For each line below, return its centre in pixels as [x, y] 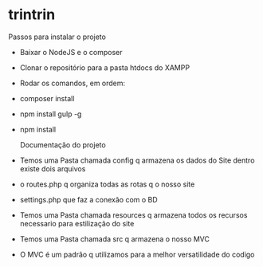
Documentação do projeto [63, 144]
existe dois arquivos [53, 168]
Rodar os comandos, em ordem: [73, 83]
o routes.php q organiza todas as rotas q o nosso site [107, 184]
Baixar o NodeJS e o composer [71, 52]
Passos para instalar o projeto [57, 37]
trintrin [32, 15]
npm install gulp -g [51, 114]
